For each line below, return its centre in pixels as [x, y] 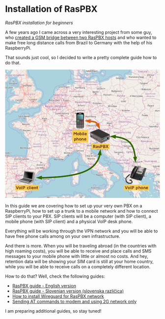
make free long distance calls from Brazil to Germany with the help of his [79, 42]
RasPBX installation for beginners [39, 23]
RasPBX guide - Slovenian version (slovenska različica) [68, 291]
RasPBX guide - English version [44, 286]
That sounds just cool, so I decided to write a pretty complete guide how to [81, 57]
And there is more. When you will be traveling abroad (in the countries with [81, 246]
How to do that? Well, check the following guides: [55, 276]
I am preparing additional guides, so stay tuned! [53, 311]
